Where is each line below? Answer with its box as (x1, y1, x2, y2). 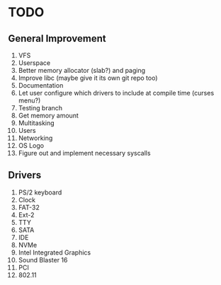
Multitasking (18, 119, 55, 127)
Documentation (18, 81, 64, 89)
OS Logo (18, 141, 45, 149)
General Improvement (8, 33, 106, 45)
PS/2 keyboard (18, 188, 62, 197)
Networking (18, 134, 53, 142)
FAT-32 (18, 203, 40, 211)
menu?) (18, 96, 41, 105)
